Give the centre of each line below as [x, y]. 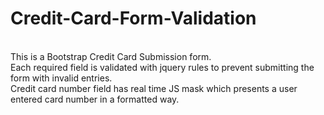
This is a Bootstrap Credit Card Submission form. [111, 56]
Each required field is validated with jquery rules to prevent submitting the [162, 67]
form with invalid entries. [61, 78]
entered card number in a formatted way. [95, 99]
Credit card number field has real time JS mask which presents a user [154, 88]
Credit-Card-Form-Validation [133, 18]
